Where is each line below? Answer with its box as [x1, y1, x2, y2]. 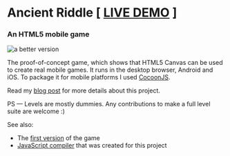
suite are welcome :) [7, 107, 66, 115]
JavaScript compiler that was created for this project [17, 142, 167, 150]
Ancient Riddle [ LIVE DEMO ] [7, 5, 178, 21]
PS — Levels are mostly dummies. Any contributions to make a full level [7, 100, 211, 108]
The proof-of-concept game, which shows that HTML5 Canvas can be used [7, 59, 223, 67]
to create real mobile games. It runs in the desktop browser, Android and [7, 66, 213, 74]
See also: [7, 121, 34, 129]
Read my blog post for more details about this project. [7, 86, 161, 95]
